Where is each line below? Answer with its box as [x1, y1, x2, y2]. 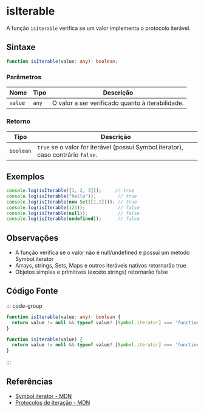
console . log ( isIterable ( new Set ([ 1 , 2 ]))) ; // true [6, 199, 137, 205]
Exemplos [6, 171, 44, 182]
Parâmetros [6, 73, 41, 81]
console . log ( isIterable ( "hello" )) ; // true [6, 193, 137, 199]
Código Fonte [6, 286, 59, 296]
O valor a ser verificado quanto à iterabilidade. [52, 99, 184, 107]
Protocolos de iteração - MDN [15, 399, 90, 406]
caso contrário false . [37, 151, 98, 159]
